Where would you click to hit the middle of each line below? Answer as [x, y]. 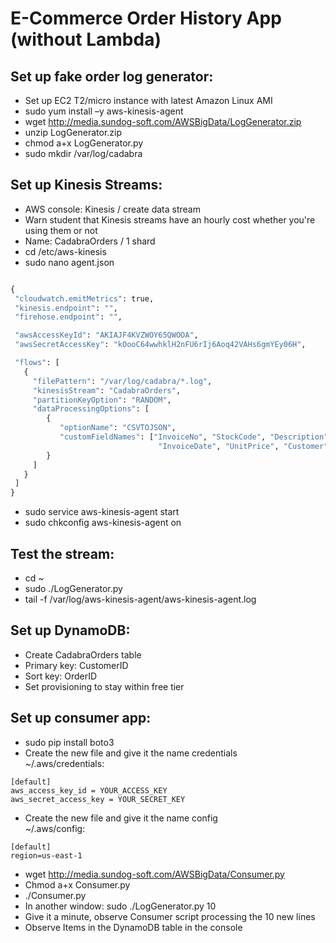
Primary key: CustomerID [76, 665]
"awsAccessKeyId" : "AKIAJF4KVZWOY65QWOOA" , [106, 335]
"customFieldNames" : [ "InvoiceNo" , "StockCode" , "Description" [194, 437]
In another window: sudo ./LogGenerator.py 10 [120, 906]
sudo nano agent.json [69, 262]
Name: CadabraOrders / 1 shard [90, 241]
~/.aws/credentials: [64, 763]
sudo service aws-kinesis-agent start [102, 512]
